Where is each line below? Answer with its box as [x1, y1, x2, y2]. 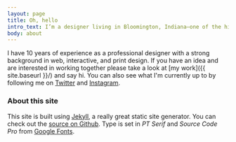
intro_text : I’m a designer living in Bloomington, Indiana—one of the [7, 23, 221, 30]
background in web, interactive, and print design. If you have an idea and [7, 57, 219, 65]
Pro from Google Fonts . [7, 127, 75, 135]
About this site [7, 96, 58, 106]
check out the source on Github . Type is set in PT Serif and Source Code [7, 120, 218, 128]
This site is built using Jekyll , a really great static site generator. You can [7, 112, 216, 120]
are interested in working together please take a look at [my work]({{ [7, 64, 206, 72]
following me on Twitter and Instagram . [7, 78, 121, 87]
